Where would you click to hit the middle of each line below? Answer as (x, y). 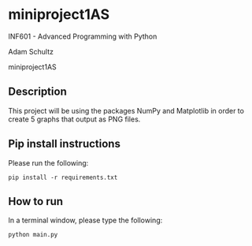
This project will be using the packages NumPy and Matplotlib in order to (126, 110)
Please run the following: (48, 162)
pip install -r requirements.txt (63, 177)
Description (37, 92)
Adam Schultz (31, 51)
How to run (36, 201)
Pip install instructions (64, 144)
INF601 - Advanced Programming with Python (83, 36)
